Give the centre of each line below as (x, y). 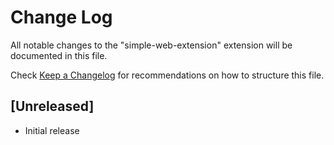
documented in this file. (59, 55)
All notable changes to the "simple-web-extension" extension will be (151, 45)
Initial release (52, 130)
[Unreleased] (52, 106)
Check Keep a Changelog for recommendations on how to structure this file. (167, 75)
